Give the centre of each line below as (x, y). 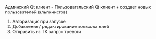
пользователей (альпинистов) (36, 12)
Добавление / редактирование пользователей (61, 26)
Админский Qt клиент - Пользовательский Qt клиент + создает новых (78, 7)
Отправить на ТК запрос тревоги (47, 32)
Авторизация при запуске (39, 21)
